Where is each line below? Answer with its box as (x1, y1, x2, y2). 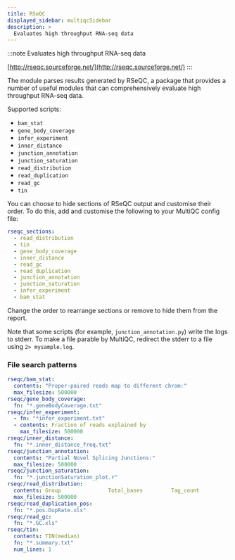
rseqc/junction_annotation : (7, 447, 90, 454)
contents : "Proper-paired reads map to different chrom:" (13, 383, 188, 390)
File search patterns (7, 359, 77, 369)
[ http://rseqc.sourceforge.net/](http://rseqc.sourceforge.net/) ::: (7, 63, 193, 71)
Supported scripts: (7, 105, 62, 113)
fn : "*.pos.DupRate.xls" (13, 507, 87, 514)
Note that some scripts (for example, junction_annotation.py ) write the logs (7, 327, 228, 336)
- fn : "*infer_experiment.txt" (13, 415, 106, 422)
